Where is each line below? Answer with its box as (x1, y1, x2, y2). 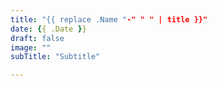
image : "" (10, 42, 52, 53)
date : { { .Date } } (10, 24, 87, 34)
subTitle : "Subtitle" (10, 52, 101, 62)
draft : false (10, 33, 65, 43)
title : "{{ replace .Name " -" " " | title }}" (10, 14, 208, 25)
